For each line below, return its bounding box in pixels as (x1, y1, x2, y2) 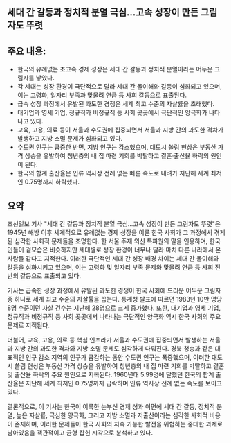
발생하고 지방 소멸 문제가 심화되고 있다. (17, 134, 123, 143)
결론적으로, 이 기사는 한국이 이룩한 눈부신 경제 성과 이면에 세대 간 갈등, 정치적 (7, 403, 216, 411)
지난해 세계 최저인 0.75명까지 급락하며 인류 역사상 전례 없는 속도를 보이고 (25, 379, 223, 388)
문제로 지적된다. (7, 321, 50, 329)
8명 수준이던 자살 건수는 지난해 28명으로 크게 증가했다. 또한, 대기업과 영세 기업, (7, 304, 221, 312)
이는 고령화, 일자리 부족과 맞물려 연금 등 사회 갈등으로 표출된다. (17, 91, 187, 99)
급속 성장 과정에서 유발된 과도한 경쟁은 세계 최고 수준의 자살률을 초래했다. (17, 100, 215, 108)
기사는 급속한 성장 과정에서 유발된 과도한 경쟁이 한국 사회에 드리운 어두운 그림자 (7, 286, 221, 295)
